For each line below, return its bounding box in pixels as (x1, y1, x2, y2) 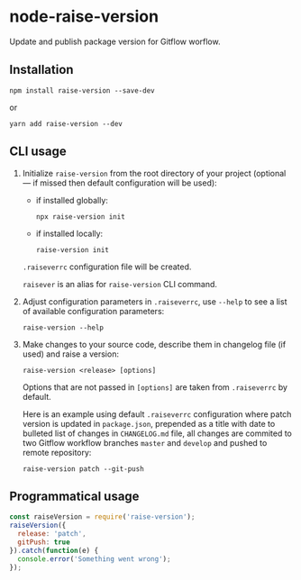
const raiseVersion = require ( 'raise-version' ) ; (9, 512, 196, 521)
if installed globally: (35, 195, 108, 205)
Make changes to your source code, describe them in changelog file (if (22, 339, 287, 349)
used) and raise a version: (22, 349, 120, 359)
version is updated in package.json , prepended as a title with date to (22, 418, 276, 429)
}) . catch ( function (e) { (9, 546, 99, 555)
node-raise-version (9, 6, 160, 27)
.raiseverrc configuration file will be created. (22, 261, 192, 272)
